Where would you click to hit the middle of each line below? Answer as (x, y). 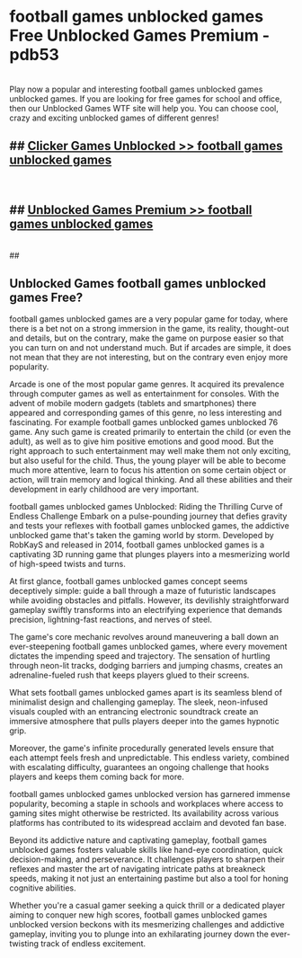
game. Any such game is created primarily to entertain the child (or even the (151, 432)
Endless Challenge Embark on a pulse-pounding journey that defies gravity (148, 516)
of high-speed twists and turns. (67, 564)
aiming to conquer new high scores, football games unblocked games (138, 915)
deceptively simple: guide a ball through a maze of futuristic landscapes (143, 591)
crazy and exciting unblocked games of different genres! (114, 118)
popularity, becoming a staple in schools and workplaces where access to (147, 804)
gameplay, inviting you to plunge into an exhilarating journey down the (139, 934)
